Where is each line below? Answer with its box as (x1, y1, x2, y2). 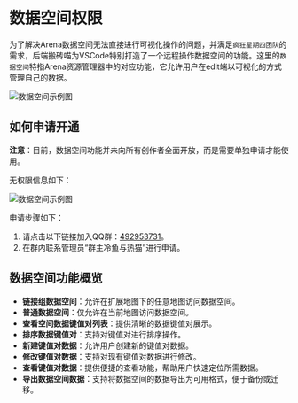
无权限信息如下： (9, 174, 72, 185)
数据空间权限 (9, 8, 104, 28)
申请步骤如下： (9, 212, 64, 222)
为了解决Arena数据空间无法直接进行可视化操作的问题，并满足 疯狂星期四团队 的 (9, 39, 287, 50)
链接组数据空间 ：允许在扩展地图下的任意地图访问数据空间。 (21, 296, 240, 306)
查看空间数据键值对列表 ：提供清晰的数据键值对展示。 (21, 318, 217, 329)
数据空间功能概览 (9, 271, 103, 286)
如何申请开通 (9, 120, 80, 135)
